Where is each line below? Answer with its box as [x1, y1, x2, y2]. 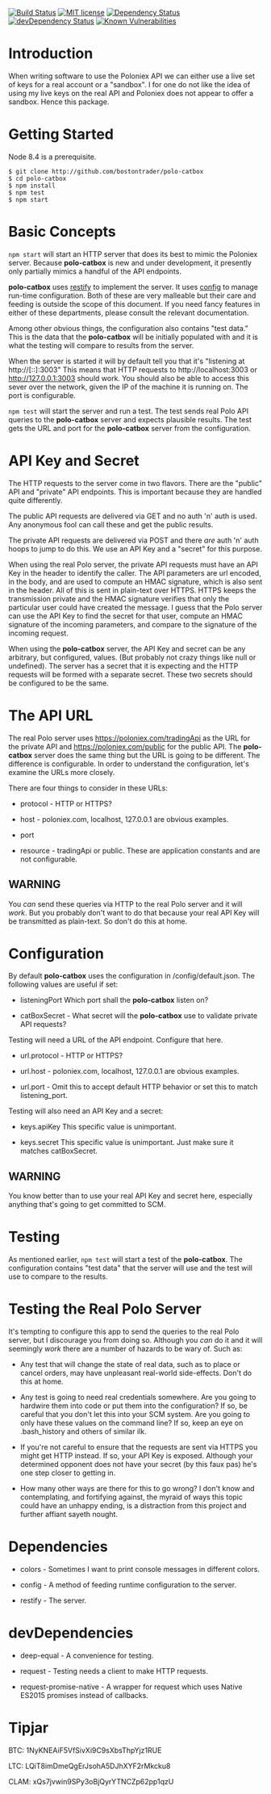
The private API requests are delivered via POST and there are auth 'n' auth [8, 535, 260, 545]
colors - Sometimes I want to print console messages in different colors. [19, 1565, 261, 1574]
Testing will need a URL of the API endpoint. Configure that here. [8, 1035, 223, 1045]
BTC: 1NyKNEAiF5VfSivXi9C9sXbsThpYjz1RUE [8, 1745, 162, 1755]
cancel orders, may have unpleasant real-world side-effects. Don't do [19, 1369, 252, 1378]
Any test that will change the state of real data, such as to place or [19, 1360, 240, 1369]
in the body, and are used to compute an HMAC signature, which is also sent [8, 576, 263, 586]
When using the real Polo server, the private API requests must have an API [8, 560, 258, 569]
